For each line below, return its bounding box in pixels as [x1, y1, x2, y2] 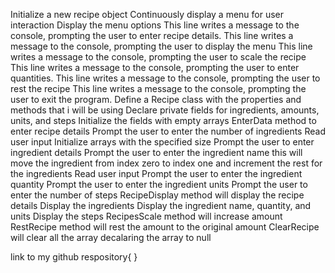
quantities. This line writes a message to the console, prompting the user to [10, 72, 321, 84]
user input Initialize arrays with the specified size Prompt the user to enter [10, 136, 315, 148]
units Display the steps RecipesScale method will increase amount [10, 210, 283, 222]
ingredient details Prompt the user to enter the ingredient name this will [10, 147, 303, 158]
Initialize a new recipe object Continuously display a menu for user [10, 9, 285, 20]
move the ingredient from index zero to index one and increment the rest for [10, 157, 323, 169]
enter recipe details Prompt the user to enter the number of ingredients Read [10, 125, 326, 137]
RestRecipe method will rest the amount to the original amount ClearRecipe [10, 221, 320, 233]
